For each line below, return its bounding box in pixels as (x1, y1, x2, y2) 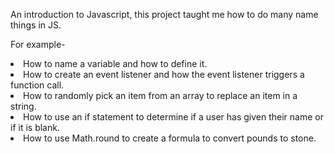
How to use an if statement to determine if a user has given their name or (23, 111, 324, 123)
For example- (10, 39, 66, 50)
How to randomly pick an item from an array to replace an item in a (23, 90, 298, 101)
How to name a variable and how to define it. (23, 58, 208, 69)
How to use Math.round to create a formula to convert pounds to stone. (23, 132, 317, 144)
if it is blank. (10, 122, 60, 133)
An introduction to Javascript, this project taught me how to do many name (10, 9, 319, 20)
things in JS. (10, 19, 62, 31)
